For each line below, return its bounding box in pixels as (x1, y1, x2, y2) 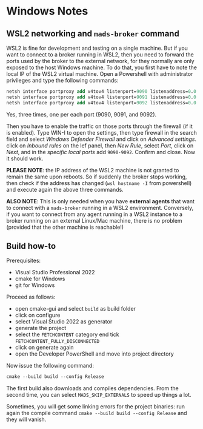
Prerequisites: (6, 257, 41, 265)
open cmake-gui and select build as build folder (15, 305, 136, 312)
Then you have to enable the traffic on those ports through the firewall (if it (6, 123, 193, 130)
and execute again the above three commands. (6, 186, 124, 193)
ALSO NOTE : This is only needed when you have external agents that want (6, 197, 195, 204)
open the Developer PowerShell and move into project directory (15, 350, 174, 357)
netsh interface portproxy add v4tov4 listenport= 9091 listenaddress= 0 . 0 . (6, 94, 199, 100)
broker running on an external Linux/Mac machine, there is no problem (6, 217, 183, 224)
